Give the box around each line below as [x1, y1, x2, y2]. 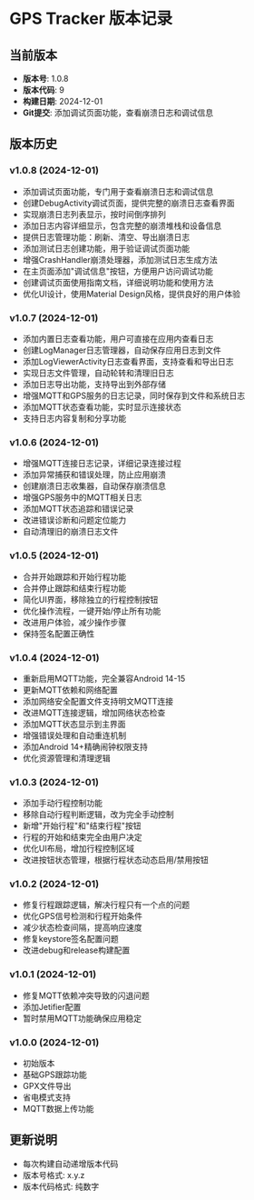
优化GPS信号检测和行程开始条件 [22, 911, 143, 922]
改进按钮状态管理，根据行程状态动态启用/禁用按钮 [22, 855, 209, 865]
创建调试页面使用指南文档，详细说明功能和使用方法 [22, 276, 214, 287]
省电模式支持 [22, 1092, 71, 1103]
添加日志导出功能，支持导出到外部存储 [22, 378, 166, 389]
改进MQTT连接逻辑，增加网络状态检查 [22, 706, 166, 718]
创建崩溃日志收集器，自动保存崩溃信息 [22, 481, 166, 492]
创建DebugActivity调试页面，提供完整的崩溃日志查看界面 [22, 197, 236, 208]
